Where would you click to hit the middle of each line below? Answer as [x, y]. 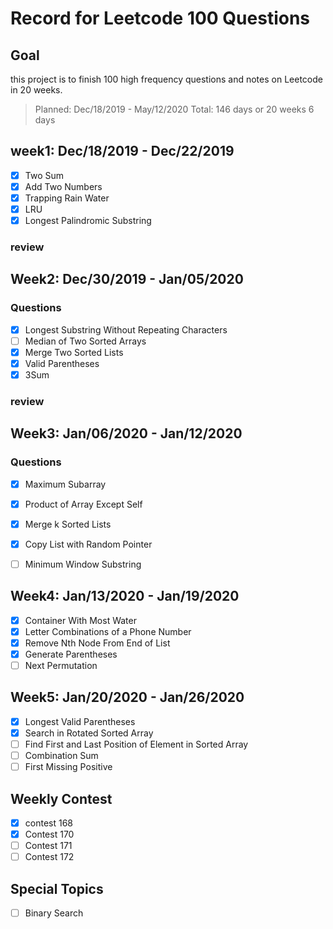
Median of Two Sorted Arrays [85, 341]
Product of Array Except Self [83, 504]
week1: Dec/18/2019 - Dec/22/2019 [122, 151]
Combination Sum [61, 756]
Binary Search [54, 913]
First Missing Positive [68, 767]
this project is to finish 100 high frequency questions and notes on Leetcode [166, 79]
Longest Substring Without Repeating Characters [126, 329]
